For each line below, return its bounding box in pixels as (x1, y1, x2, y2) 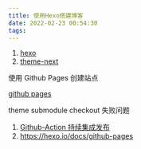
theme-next (19, 57, 59, 66)
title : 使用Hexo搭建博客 (8, 11, 84, 20)
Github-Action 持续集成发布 (19, 123, 110, 132)
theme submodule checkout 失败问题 (8, 105, 130, 116)
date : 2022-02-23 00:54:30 (8, 19, 98, 27)
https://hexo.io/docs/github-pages (19, 131, 134, 141)
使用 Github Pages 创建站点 (8, 73, 99, 83)
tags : (8, 26, 26, 34)
